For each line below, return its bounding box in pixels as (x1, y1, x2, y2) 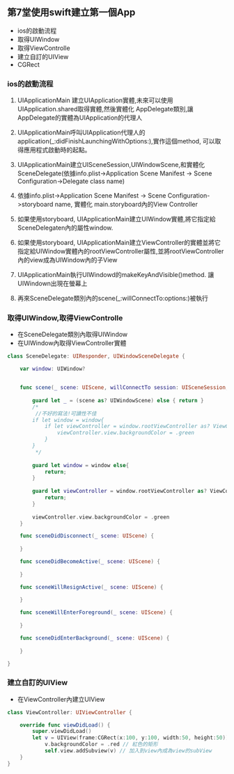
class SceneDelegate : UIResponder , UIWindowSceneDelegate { (7, 353, 186, 360)
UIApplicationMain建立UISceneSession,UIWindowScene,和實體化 (17, 161, 205, 169)
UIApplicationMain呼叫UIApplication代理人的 (17, 128, 146, 137)
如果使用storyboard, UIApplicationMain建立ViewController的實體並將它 (17, 239, 221, 247)
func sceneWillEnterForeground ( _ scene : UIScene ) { (19, 609, 173, 616)
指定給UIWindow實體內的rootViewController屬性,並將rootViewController (17, 247, 224, 255)
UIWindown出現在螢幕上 (17, 279, 88, 287)
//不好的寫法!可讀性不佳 (35, 410, 97, 417)
